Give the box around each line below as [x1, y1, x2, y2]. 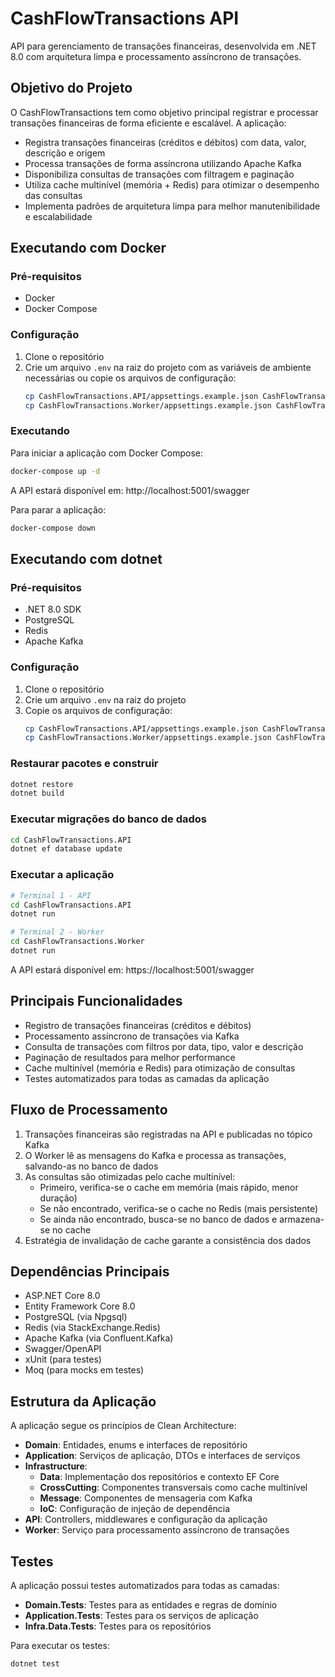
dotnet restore [10, 779, 74, 789]
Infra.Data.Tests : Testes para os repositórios [24, 1620, 212, 1632]
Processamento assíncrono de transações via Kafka [24, 1030, 240, 1042]
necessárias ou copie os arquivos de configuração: [24, 372, 237, 384]
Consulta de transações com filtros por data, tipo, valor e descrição [24, 1040, 304, 1052]
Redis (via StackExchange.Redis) [24, 1322, 161, 1334]
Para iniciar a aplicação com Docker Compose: [10, 447, 203, 459]
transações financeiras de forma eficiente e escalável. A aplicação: [10, 117, 287, 129]
